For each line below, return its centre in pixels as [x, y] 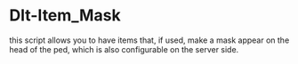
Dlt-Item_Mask [65, 16]
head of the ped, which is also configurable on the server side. [124, 49]
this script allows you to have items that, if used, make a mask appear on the [149, 40]
